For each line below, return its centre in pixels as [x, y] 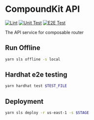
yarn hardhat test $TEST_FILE [36, 86]
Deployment [24, 101]
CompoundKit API [43, 9]
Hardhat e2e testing [36, 75]
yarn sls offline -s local [33, 59]
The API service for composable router [45, 32]
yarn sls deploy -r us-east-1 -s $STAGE [47, 113]
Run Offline [23, 48]
